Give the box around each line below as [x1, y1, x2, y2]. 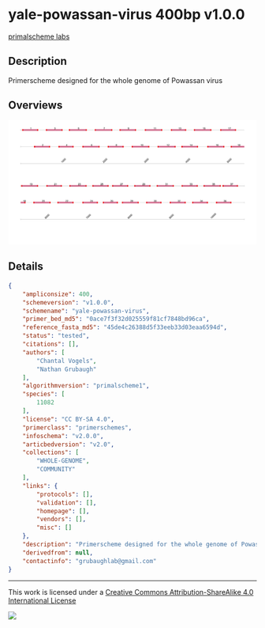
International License [8, 596, 77, 605]
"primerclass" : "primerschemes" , [22, 423, 132, 432]
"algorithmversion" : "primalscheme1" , [22, 382, 150, 390]
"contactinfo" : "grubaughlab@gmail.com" [22, 557, 157, 565]
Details [8, 259, 43, 274]
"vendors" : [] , [36, 516, 87, 524]
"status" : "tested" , [22, 332, 90, 340]
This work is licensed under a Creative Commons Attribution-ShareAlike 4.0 [8, 587, 254, 596]
